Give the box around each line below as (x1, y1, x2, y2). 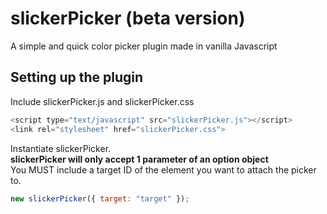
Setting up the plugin (10, 69, 144, 86)
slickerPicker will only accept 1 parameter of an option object (10, 153, 269, 165)
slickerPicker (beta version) (10, 7, 246, 30)
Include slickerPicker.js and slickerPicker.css (10, 95, 195, 107)
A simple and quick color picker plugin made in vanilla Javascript (10, 40, 278, 52)
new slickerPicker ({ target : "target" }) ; (10, 193, 190, 204)
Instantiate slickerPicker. (10, 142, 112, 154)
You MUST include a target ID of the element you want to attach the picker (10, 163, 317, 176)
